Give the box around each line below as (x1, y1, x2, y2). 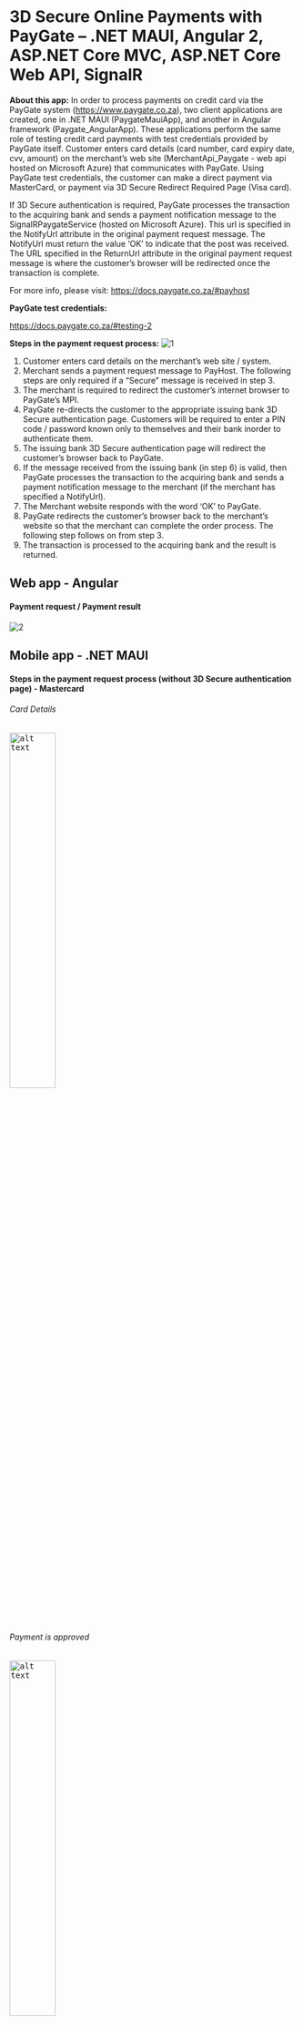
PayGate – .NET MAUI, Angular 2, (9, 26, 264, 46)
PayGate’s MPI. (22, 394, 80, 405)
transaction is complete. (9, 267, 100, 278)
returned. (22, 549, 58, 560)
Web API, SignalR (9, 65, 143, 86)
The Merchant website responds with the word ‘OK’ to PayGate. (22, 500, 262, 511)
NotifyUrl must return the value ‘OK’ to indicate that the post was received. (9, 238, 289, 249)
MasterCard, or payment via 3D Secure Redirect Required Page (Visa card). (9, 181, 292, 192)
